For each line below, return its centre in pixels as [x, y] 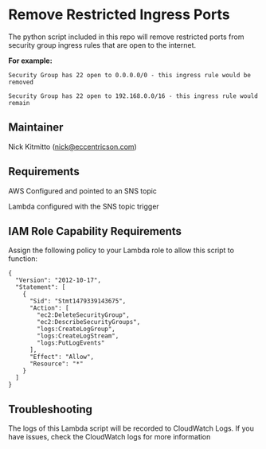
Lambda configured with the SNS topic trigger [84, 206]
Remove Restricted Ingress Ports [119, 15]
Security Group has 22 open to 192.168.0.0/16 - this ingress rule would [133, 96]
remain [19, 103]
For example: [31, 61]
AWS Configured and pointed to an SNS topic [83, 191]
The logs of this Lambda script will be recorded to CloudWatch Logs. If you [131, 428]
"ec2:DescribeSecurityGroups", [89, 322]
